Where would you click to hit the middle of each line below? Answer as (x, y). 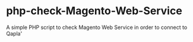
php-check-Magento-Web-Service (94, 11)
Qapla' (14, 33)
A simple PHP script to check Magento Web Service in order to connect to (97, 27)
